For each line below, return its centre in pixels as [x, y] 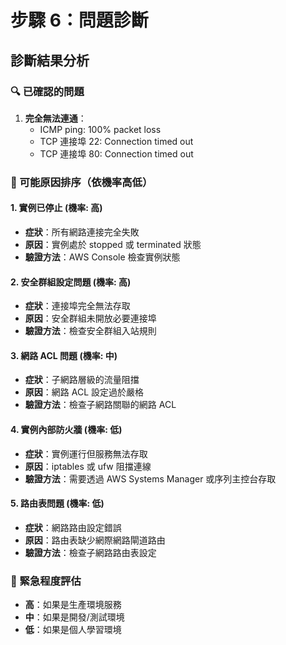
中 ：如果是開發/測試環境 [74, 617]
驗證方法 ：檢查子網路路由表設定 [90, 552]
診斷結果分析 [50, 60]
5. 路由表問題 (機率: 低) [57, 503]
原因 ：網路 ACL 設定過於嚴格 [84, 392]
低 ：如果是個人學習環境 [73, 630]
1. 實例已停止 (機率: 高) [56, 208]
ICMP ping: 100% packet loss [100, 129]
